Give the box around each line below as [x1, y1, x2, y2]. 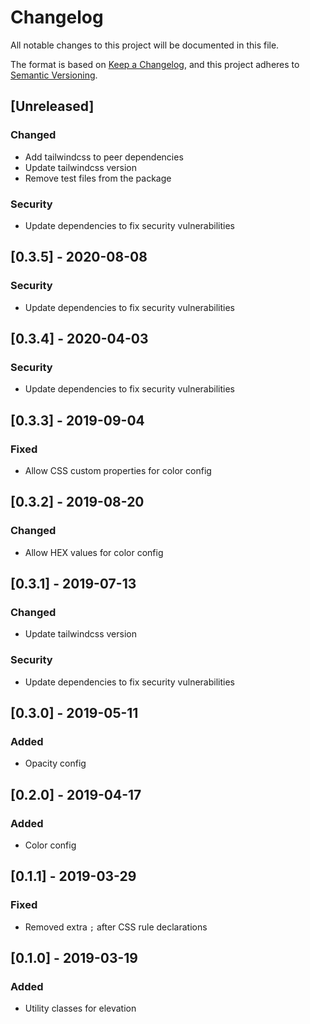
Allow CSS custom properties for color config [24, 464, 212, 476]
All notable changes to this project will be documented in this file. [10, 39, 280, 51]
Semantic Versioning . [10, 69, 98, 81]
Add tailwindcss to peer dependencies [24, 151, 184, 163]
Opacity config [24, 757, 87, 770]
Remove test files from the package [24, 172, 172, 184]
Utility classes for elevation [24, 1002, 137, 1015]
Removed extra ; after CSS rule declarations [24, 921, 208, 933]
